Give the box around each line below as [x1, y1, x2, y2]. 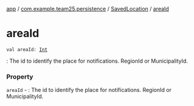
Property [6, 72, 34, 81]
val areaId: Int [6, 46, 48, 52]
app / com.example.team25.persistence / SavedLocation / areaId [6, 5, 170, 12]
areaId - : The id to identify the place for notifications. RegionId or [6, 87, 172, 94]
